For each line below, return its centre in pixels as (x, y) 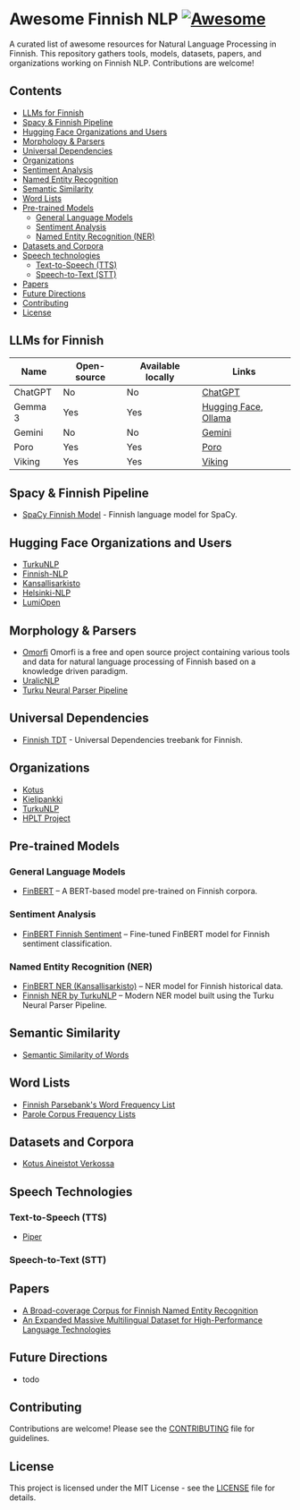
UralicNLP (41, 681)
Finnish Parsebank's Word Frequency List (99, 1105)
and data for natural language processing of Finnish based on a (139, 661)
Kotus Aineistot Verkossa (68, 1164)
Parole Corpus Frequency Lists (79, 1113)
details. (23, 1497)
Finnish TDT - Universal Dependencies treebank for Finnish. (132, 739)
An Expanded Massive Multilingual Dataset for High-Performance (142, 1319)
